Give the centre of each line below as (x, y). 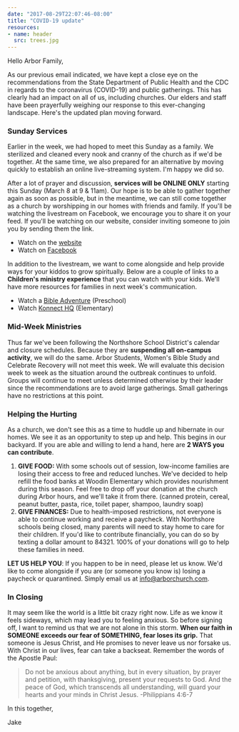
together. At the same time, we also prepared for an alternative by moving (116, 162)
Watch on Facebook (47, 250)
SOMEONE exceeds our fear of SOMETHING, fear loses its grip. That (110, 636)
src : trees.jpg (36, 41)
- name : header (30, 34)
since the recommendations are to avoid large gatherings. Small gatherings (118, 388)
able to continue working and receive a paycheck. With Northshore (116, 519)
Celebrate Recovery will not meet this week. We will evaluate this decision (116, 365)
